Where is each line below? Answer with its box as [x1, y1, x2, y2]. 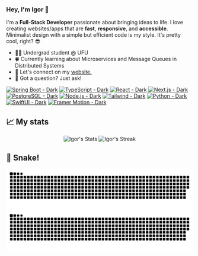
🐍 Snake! [6, 152, 40, 162]
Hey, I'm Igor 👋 [6, 5, 49, 14]
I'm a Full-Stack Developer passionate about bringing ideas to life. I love [6, 19, 184, 26]
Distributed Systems [14, 62, 65, 69]
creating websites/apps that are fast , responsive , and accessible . [6, 25, 168, 32]
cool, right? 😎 [6, 38, 41, 45]
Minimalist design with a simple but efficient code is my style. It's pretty [6, 31, 181, 39]
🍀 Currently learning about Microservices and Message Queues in [14, 56, 177, 63]
